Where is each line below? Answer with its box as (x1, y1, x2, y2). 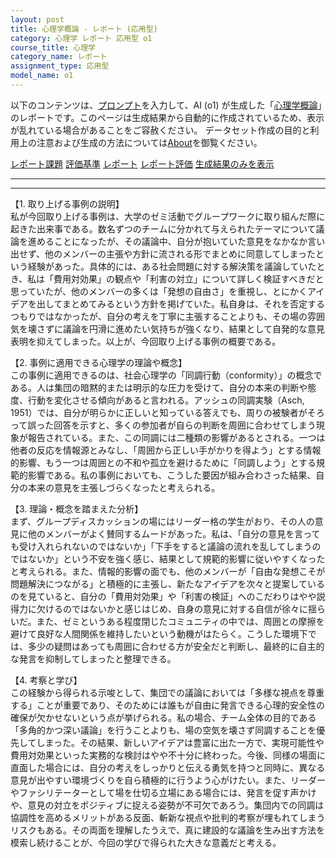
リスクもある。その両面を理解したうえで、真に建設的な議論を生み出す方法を (10, 824, 326, 836)
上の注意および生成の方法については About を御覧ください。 (18, 136, 263, 148)
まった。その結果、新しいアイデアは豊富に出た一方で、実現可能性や (44, 736, 325, 748)
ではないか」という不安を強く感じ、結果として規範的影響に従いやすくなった (10, 552, 326, 565)
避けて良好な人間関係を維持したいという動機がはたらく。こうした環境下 (10, 627, 308, 640)
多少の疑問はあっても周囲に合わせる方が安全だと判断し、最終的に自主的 (27, 640, 325, 652)
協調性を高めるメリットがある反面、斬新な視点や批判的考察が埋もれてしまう (10, 811, 326, 823)
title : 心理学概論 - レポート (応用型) (10, 24, 158, 34)
